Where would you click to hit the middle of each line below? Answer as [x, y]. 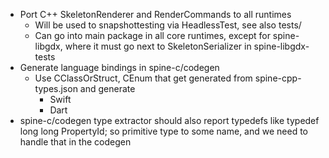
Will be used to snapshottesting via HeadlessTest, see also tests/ [168, 25]
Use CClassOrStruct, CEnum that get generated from [143, 78]
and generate [107, 88]
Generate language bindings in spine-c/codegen [119, 67]
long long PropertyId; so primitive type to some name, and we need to [163, 131]
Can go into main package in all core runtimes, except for [152, 35]
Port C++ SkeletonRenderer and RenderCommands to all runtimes [155, 14]
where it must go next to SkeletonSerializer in [158, 46]
